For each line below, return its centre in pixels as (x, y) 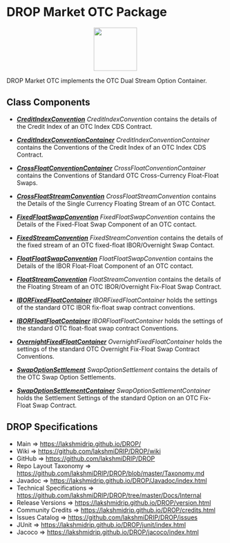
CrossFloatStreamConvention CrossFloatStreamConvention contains (116, 196)
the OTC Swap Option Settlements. (66, 377)
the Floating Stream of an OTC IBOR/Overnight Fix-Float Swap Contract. (119, 286)
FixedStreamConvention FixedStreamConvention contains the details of (120, 238)
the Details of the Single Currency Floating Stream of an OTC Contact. (116, 203)
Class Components (48, 102)
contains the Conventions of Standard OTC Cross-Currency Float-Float (117, 175)
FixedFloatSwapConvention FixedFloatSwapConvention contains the (116, 217)
